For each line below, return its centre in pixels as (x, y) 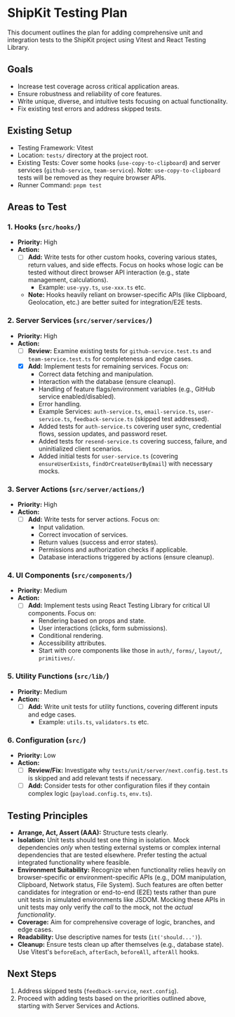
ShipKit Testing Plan (67, 13)
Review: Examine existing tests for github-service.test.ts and (120, 351)
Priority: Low (36, 755)
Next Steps (32, 974)
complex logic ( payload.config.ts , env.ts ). (90, 794)
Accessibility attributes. (72, 643)
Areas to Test (37, 207)
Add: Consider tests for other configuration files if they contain (119, 786)
